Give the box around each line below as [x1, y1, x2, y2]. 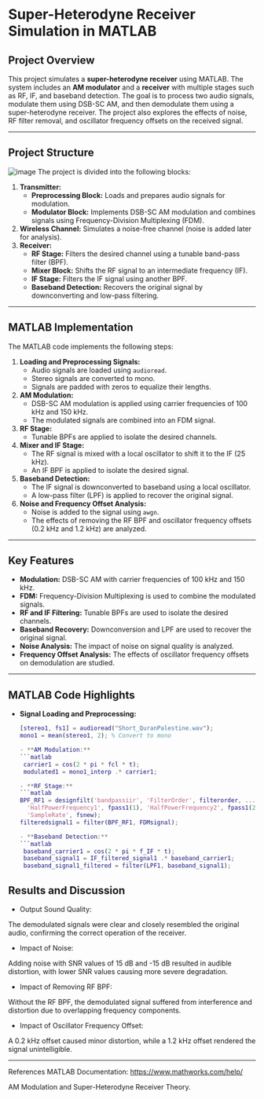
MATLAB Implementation [8, 321, 134, 335]
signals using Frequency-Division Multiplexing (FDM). [31, 215, 205, 225]
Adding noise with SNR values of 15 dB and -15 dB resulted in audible [8, 958, 232, 968]
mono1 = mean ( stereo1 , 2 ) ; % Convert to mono [19, 732, 171, 740]
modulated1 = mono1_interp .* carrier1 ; [23, 767, 158, 775]
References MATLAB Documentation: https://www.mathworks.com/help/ [8, 1067, 244, 1076]
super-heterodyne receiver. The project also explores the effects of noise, [8, 108, 247, 117]
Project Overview [8, 53, 95, 67]
